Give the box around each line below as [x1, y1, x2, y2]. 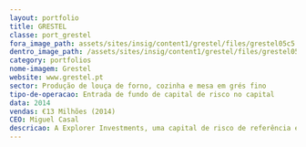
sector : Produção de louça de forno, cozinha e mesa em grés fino [9, 81, 267, 90]
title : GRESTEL [9, 22, 67, 31]
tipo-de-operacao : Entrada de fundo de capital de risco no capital [9, 89, 275, 99]
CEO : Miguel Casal [9, 115, 79, 124]
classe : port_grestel [9, 30, 92, 39]
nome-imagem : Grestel [9, 65, 92, 74]
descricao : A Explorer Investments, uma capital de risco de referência [9, 124, 291, 133]
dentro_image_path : [9, 47, 84, 57]
